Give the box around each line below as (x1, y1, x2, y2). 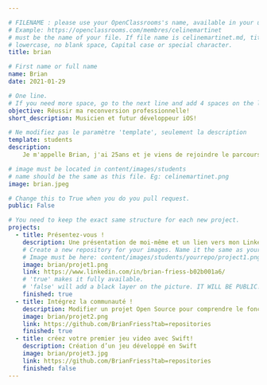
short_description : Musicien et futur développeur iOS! (8, 114, 197, 122)
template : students (8, 136, 73, 144)
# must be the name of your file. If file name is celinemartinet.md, (8, 33, 247, 41)
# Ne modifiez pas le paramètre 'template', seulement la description (8, 128, 247, 136)
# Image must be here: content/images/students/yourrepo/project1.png (22, 253, 261, 261)
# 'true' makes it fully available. (22, 276, 145, 284)
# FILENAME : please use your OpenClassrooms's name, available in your (8, 18, 254, 26)
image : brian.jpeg (8, 180, 69, 188)
